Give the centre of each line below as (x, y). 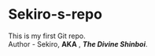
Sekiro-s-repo (55, 14)
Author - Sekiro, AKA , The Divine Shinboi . (78, 44)
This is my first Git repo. (47, 36)
